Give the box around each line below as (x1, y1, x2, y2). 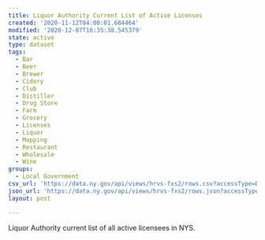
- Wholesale (15, 150, 55, 158)
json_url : (8, 186, 41, 195)
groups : (8, 165, 34, 173)
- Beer (15, 63, 37, 71)
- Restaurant (15, 143, 58, 151)
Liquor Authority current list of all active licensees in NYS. (8, 223, 196, 232)
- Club (15, 84, 37, 93)
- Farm (15, 107, 37, 115)
